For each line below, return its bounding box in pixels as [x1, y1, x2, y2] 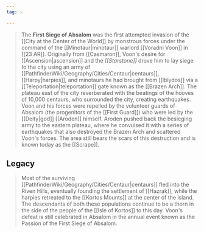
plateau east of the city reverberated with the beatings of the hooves [21, 89, 194, 96]
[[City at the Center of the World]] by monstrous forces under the [21, 37, 185, 44]
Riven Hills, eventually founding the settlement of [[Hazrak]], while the [21, 187, 197, 195]
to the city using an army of [21, 63, 91, 71]
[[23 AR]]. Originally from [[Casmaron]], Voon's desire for [21, 50, 166, 58]
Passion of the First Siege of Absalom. [21, 220, 118, 227]
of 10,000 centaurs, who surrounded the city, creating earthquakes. [21, 96, 191, 103]
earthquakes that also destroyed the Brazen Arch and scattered [21, 128, 181, 135]
